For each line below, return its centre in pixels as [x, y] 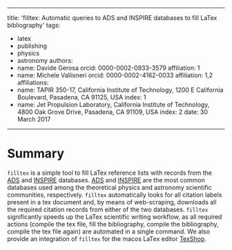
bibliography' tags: [34, 25]
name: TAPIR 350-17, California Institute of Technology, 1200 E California [120, 90]
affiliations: [33, 83]
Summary [36, 154]
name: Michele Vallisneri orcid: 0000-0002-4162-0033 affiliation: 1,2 [115, 75]
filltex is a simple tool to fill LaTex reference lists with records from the [110, 173]
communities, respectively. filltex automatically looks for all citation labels [115, 195]
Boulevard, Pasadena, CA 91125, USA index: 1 [81, 97]
